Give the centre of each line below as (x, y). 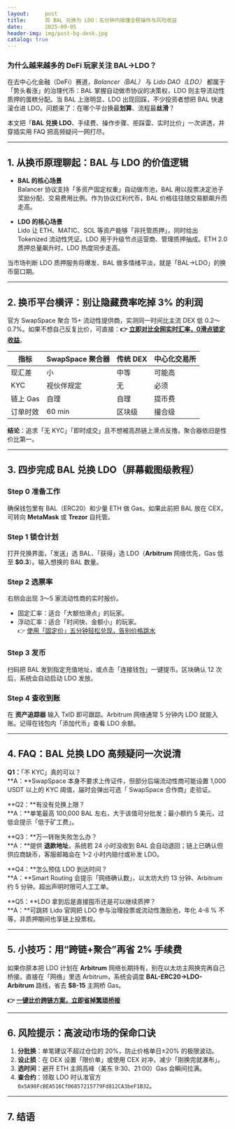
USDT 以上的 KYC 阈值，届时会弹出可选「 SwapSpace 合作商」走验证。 (111, 789)
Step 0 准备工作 (34, 491)
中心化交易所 (175, 359)
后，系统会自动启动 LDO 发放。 (52, 678)
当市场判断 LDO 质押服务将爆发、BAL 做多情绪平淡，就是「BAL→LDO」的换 (117, 263)
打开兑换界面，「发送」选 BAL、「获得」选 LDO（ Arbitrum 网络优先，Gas (112, 554)
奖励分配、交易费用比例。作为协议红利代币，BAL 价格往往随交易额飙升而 (122, 198)
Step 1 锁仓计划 (33, 537)
